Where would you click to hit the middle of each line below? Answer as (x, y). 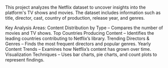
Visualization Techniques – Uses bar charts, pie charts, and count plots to (81, 54)
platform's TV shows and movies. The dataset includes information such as (83, 13)
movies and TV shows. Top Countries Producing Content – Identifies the (80, 33)
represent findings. (25, 60)
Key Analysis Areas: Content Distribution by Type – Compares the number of (84, 28)
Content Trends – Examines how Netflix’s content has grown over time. (78, 49)
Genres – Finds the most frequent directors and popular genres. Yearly (78, 44)
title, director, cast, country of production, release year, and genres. (75, 18)
